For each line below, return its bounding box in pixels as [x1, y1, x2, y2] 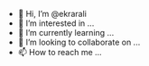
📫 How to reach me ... [17, 47, 102, 57]
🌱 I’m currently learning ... [17, 28, 115, 37]
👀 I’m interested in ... [17, 18, 95, 29]
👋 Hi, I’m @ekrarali [17, 9, 88, 19]
